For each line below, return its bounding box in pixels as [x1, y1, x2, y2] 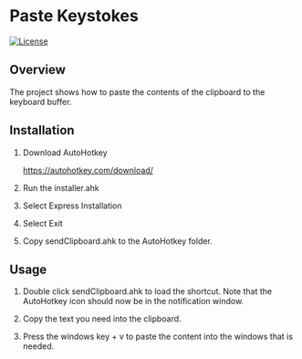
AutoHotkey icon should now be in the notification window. [22, 296, 245, 307]
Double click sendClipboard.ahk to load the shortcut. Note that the [22, 286, 272, 297]
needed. [22, 341, 55, 352]
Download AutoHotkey [22, 147, 108, 158]
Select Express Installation [22, 200, 122, 211]
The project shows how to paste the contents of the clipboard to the [9, 86, 266, 97]
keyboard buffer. [9, 96, 72, 107]
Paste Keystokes [9, 5, 139, 26]
